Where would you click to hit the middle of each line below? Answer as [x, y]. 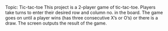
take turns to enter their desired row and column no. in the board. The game [84, 12]
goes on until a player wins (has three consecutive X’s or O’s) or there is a [81, 18]
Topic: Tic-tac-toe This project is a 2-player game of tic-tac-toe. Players [80, 7]
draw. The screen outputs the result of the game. [56, 23]
